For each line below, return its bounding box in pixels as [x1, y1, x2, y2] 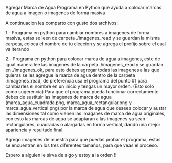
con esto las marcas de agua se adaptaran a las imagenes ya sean [5, 116, 146, 122]
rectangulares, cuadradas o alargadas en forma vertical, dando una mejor [5, 121, 161, 127]
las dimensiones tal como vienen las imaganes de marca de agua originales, [5, 110, 166, 116]
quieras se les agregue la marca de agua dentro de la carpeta [5, 72, 135, 78]
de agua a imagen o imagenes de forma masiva [5, 10, 105, 16]
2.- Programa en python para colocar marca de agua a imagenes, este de [5, 56, 160, 62]
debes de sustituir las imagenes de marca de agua [5, 94, 112, 100]
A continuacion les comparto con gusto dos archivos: [5, 20, 118, 26]
